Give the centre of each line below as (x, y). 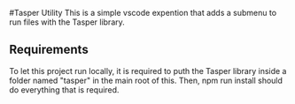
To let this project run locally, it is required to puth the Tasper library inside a (148, 71)
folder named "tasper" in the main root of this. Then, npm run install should (146, 80)
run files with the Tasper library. (67, 22)
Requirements (49, 50)
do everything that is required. (64, 89)
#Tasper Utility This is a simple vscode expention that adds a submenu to (143, 13)
